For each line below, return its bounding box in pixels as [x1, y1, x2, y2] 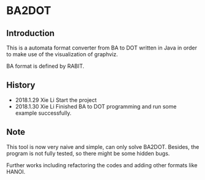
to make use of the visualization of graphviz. [6, 51, 118, 58]
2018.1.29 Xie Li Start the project [15, 96, 97, 104]
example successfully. [15, 109, 72, 117]
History [6, 80, 35, 90]
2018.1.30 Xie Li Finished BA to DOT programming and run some [15, 103, 177, 110]
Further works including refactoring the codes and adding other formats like [6, 161, 198, 168]
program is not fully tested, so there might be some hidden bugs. [6, 149, 170, 157]
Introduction [6, 28, 55, 38]
